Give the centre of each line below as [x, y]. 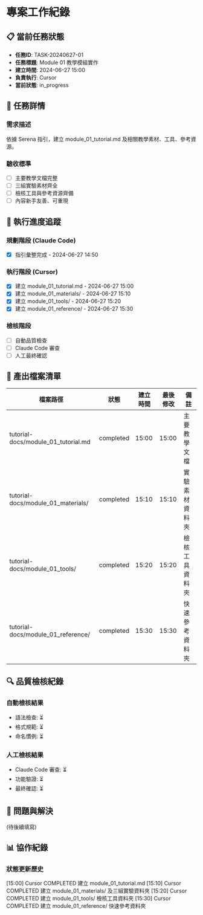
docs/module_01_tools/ [43, 569]
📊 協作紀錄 [27, 848]
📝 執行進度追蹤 [34, 221]
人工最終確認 [31, 355]
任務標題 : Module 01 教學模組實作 [56, 62]
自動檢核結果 [25, 703]
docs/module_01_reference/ [50, 634]
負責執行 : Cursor [36, 77]
